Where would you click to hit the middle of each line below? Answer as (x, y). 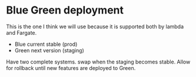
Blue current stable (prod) (46, 44)
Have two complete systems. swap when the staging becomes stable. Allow (98, 62)
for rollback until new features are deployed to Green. (71, 68)
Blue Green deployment (65, 10)
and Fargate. (21, 32)
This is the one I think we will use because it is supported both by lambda (95, 26)
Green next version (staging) (49, 50)
